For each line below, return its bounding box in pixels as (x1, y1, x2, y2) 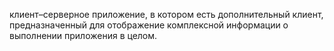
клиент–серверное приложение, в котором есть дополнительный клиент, (9, 9, 324, 20)
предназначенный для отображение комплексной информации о (9, 19, 289, 31)
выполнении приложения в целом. (9, 30, 158, 41)
